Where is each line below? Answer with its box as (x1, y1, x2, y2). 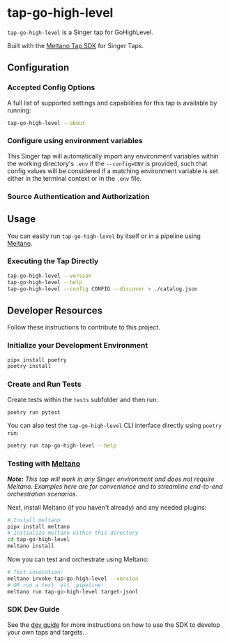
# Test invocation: (7, 569, 64, 576)
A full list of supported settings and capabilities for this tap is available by (7, 98, 217, 107)
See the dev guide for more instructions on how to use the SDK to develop (7, 620, 221, 629)
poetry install (7, 363, 52, 370)
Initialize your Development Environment (7, 341, 148, 350)
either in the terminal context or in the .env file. (7, 174, 141, 182)
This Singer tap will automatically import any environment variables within (7, 151, 219, 160)
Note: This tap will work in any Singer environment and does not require (7, 475, 215, 483)
